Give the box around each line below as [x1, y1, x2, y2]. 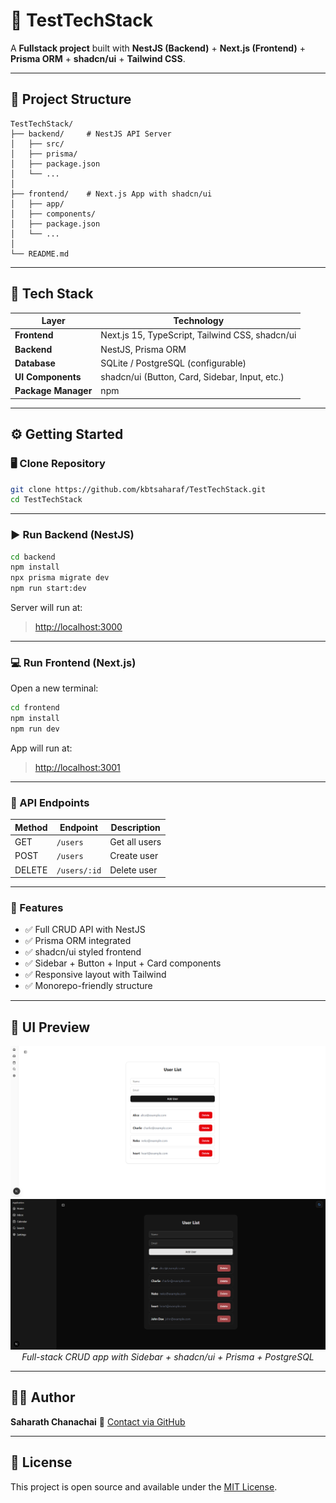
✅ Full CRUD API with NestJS [24, 924, 146, 936]
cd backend [10, 552, 56, 562]
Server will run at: [10, 602, 83, 614]
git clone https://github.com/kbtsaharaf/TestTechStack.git [10, 484, 267, 494]
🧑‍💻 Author [10, 1389, 76, 1406]
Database [14, 357, 56, 369]
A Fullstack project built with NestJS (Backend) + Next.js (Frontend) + [10, 42, 306, 54]
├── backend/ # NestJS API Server [10, 129, 172, 139]
